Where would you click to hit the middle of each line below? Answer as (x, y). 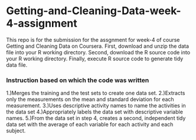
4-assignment (42, 23)
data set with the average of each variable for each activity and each (90, 125)
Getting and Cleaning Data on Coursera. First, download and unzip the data (97, 46)
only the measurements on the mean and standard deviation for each (90, 99)
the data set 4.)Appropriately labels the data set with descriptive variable (94, 112)
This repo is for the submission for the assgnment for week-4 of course (93, 40)
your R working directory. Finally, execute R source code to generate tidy (95, 58)
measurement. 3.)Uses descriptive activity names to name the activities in (96, 106)
